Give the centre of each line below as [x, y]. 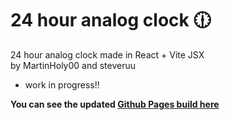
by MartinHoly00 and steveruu [73, 65]
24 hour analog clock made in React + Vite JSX [107, 54]
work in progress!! [62, 84]
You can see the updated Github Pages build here [115, 104]
